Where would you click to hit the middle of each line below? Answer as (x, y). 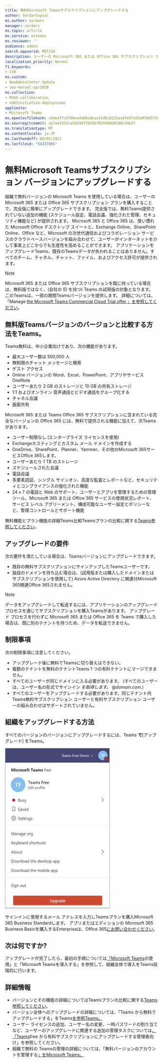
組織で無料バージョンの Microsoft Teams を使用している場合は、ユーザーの (80, 197)
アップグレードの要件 (37, 544)
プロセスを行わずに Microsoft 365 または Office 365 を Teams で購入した (83, 616)
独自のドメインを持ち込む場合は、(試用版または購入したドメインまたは (83, 573)
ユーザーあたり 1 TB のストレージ (45, 462)
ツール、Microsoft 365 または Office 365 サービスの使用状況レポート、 (83, 498)
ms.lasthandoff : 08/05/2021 (33, 139)
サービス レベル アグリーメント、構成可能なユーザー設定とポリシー (79, 504)
